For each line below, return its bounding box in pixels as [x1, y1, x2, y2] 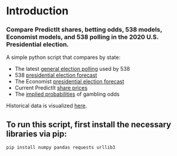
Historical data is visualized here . [6, 102, 87, 110]
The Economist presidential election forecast [14, 78, 125, 85]
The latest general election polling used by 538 [14, 65, 130, 73]
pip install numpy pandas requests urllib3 [6, 145, 116, 151]
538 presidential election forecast [14, 71, 97, 79]
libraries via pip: [6, 129, 67, 139]
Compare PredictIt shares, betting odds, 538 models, [6, 26, 162, 34]
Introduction [6, 4, 69, 18]
